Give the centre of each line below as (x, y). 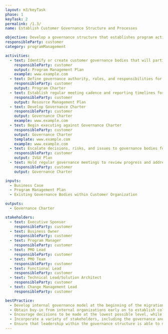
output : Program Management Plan (49, 70)
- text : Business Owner (34, 231)
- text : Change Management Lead (43, 287)
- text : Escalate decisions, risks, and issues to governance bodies (83, 149)
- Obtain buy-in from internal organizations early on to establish (82, 310)
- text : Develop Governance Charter (48, 107)
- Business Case (26, 185)
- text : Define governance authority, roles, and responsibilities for (86, 79)
